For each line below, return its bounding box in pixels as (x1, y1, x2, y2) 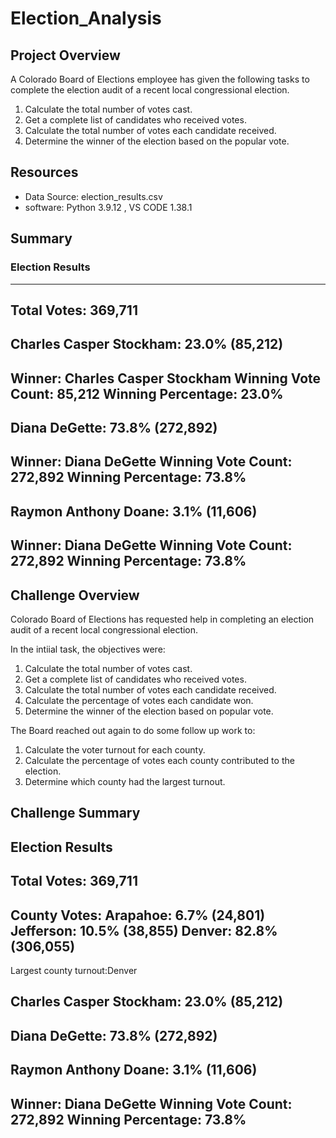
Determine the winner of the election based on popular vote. (24, 705, 274, 717)
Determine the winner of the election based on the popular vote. (24, 135, 290, 147)
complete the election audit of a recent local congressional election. (10, 84, 290, 96)
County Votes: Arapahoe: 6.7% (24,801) (10, 907, 266, 924)
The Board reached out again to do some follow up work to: (10, 725, 256, 737)
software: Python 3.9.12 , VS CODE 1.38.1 (24, 201, 193, 213)
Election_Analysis (10, 7, 162, 30)
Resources (10, 164, 79, 181)
